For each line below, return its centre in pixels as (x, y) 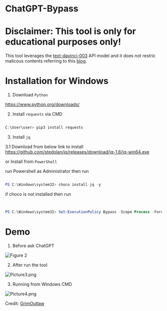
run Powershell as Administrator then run (47, 171)
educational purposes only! (63, 42)
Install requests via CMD (37, 114)
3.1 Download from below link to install (44, 147)
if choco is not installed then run (38, 194)
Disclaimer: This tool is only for (71, 32)
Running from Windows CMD (42, 284)
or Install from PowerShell (31, 161)
